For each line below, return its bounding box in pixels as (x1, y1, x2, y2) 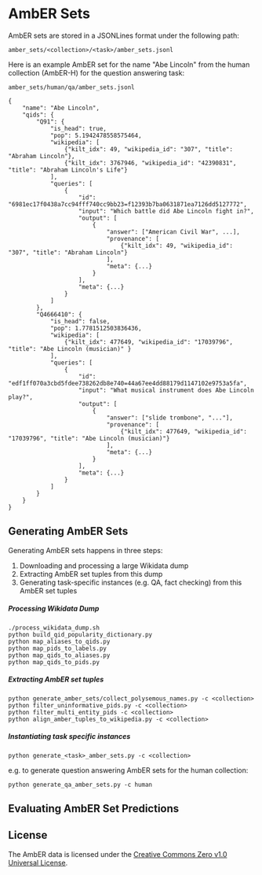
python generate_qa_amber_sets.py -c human (8, 781, 153, 788)
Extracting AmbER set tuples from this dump (19, 569, 163, 578)
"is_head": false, (49, 317, 111, 325)
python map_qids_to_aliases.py (8, 651, 111, 659)
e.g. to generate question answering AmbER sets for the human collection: (8, 765, 249, 775)
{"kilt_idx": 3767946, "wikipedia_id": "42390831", (64, 159, 237, 167)
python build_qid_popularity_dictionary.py (8, 630, 153, 638)
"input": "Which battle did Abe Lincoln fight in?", (78, 207, 255, 215)
